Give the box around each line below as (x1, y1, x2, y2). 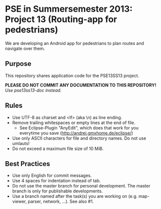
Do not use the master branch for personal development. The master (12, 183, 150, 189)
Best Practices (5, 160, 50, 168)
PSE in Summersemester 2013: (5, 3, 133, 15)
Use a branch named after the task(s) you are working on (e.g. (12, 193, 138, 199)
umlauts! (12, 140, 30, 146)
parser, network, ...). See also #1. (27, 199, 94, 205)
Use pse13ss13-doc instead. (5, 87, 62, 93)
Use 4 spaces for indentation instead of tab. (12, 178, 101, 184)
